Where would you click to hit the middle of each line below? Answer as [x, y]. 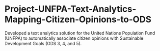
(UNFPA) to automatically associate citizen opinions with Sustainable [74, 38]
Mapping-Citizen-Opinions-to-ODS [78, 19]
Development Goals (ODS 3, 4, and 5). [43, 43]
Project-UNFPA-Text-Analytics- [70, 9]
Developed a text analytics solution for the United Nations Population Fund [80, 33]
